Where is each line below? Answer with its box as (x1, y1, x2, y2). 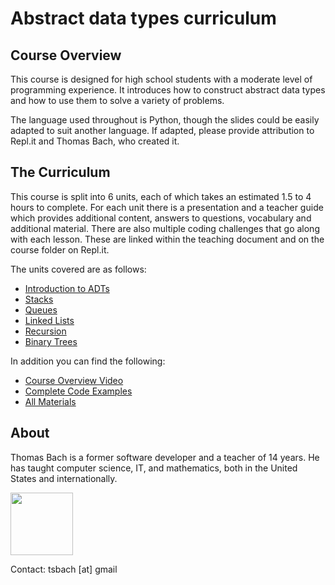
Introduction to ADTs (24, 282, 110, 294)
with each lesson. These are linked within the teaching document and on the (10, 233, 325, 245)
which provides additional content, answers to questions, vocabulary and (10, 212, 312, 224)
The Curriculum (10, 164, 111, 181)
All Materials (24, 395, 77, 407)
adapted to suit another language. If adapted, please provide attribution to (10, 125, 315, 136)
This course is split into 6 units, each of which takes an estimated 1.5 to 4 (10, 190, 312, 202)
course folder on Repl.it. (10, 243, 110, 256)
